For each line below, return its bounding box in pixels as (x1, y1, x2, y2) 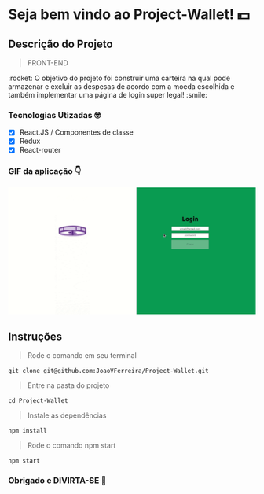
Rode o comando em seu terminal (27, 350, 137, 359)
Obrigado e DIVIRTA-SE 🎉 (8, 474, 107, 485)
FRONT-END (27, 58, 68, 68)
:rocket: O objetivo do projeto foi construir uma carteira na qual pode (8, 73, 230, 83)
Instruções (8, 330, 63, 343)
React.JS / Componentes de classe (19, 127, 134, 137)
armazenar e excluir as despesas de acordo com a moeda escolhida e (8, 82, 235, 91)
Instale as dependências (27, 411, 107, 420)
